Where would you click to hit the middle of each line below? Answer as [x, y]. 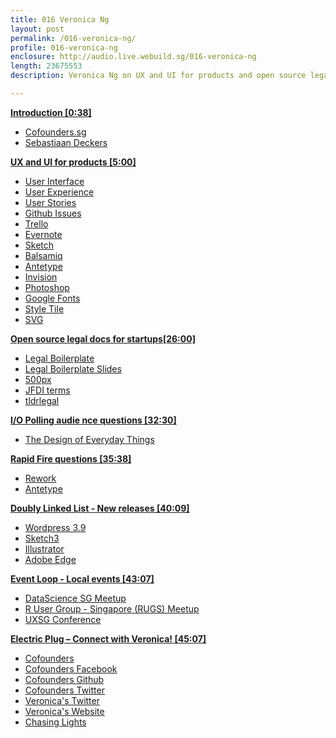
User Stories [50, 202]
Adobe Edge [50, 559]
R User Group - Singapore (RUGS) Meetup [112, 608]
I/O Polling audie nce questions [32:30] [93, 420]
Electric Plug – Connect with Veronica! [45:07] [108, 638]
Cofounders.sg [55, 132]
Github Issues [53, 213]
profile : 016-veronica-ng [64, 47]
